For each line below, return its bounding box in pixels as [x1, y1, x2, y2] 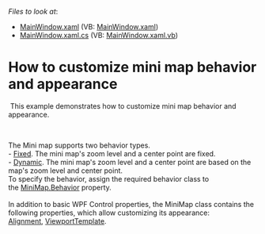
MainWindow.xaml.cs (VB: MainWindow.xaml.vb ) [19, 31, 179, 40]
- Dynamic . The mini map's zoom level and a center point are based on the [8, 157, 252, 167]
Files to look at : [8, 7, 59, 16]
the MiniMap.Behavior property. [8, 182, 112, 192]
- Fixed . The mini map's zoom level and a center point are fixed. [8, 148, 216, 158]
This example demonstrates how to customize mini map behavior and [9, 101, 237, 110]
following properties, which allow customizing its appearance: [8, 208, 210, 217]
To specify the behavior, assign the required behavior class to [8, 174, 210, 183]
